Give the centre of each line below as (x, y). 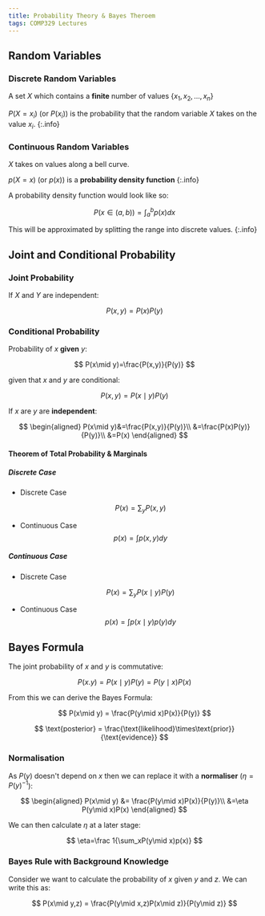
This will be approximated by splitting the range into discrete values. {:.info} (133, 230)
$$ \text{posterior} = (69, 729)
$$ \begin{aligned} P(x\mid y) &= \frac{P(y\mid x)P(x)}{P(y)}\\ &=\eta (135, 801)
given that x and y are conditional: (64, 380)
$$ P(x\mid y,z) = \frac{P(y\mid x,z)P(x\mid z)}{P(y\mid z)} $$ (135, 903)
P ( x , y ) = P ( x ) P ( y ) (135, 311)
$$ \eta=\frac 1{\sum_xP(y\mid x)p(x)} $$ (135, 841)
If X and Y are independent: (54, 295)
